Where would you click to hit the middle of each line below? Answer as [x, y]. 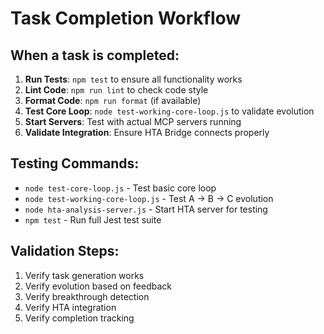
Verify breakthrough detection [87, 296]
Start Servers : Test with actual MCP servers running [133, 121]
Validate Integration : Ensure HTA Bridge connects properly [147, 132]
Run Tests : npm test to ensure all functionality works [133, 79]
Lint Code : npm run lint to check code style [116, 90]
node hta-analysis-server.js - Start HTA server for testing [146, 209]
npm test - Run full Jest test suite [93, 219]
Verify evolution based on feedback [98, 286]
